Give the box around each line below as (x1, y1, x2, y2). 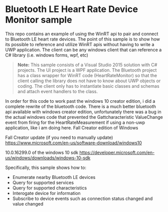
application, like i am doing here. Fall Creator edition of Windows (5, 124, 138, 131)
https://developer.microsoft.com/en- (79, 149, 155, 155)
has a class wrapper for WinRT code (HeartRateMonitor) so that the (17, 72, 157, 78)
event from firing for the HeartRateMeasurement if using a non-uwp (5, 119, 145, 125)
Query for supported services (12, 179, 74, 185)
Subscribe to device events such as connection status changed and (12, 195, 153, 201)
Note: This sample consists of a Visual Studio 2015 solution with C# (17, 62, 157, 68)
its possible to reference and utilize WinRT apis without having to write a (5, 41, 154, 47)
